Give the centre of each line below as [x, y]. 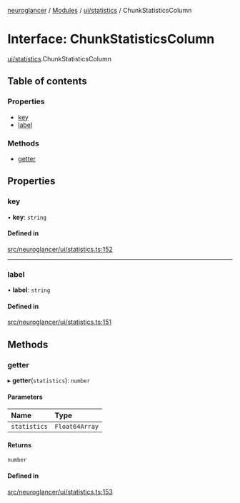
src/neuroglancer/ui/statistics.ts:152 [60, 249]
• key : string [27, 217]
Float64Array [77, 427]
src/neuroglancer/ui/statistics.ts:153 [60, 492]
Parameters [25, 397]
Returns [20, 444]
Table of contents [47, 81]
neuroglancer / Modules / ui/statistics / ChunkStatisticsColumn [100, 10]
